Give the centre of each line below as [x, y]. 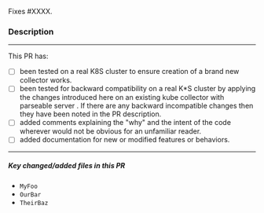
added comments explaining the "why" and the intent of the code [125, 123]
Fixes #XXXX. [30, 11]
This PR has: [28, 56]
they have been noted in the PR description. [90, 114]
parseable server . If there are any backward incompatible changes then [136, 106]
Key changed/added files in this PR [67, 166]
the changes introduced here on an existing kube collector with [122, 97]
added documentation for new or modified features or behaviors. [125, 140]
